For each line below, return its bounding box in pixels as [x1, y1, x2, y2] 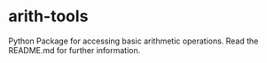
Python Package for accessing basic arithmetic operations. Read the [8, 35, 259, 46]
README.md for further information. [8, 44, 141, 55]
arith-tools [8, 6, 89, 27]
